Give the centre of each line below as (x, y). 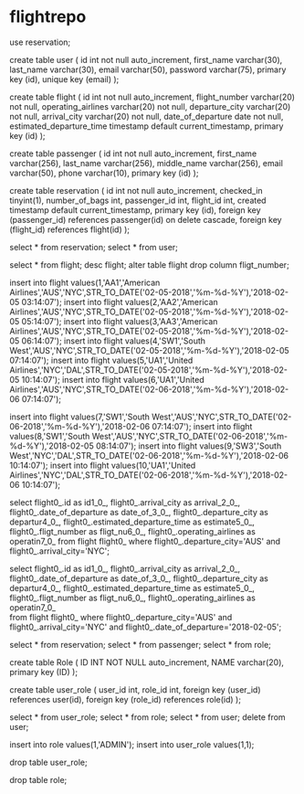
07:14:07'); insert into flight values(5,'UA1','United (101, 360)
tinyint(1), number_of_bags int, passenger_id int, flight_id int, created (138, 200)
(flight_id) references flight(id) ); (70, 229)
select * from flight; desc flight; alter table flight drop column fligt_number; (149, 265)
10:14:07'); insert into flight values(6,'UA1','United (113, 379)
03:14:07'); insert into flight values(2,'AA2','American (120, 302)
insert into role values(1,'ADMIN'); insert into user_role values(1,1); (132, 744)
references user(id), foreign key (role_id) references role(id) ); (126, 699)
